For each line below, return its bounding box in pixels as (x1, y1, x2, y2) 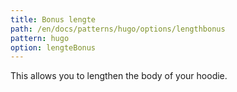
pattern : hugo (10, 33, 70, 43)
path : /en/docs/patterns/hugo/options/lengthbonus (10, 24, 226, 34)
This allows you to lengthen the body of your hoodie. (10, 70, 228, 82)
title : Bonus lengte (10, 14, 97, 25)
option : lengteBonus (10, 42, 97, 53)
